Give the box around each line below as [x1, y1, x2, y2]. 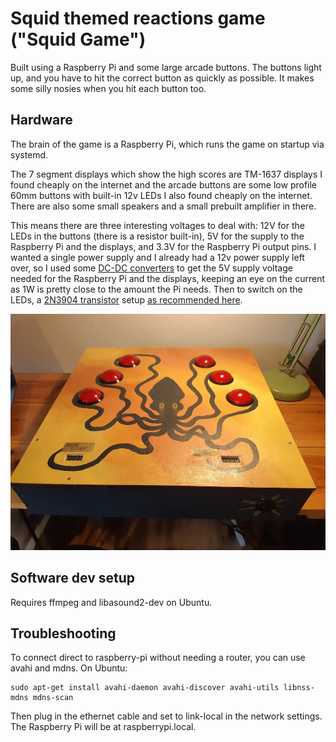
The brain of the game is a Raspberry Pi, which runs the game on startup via [10, 138, 325, 150]
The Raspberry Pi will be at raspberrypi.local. [10, 721, 197, 733]
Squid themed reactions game [10, 7, 266, 30]
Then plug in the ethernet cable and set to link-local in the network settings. [10, 710, 323, 722]
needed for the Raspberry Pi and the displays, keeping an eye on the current [10, 272, 326, 284]
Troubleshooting [10, 625, 117, 642]
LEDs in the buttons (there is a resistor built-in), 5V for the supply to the [10, 230, 305, 242]
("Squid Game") [10, 28, 147, 51]
